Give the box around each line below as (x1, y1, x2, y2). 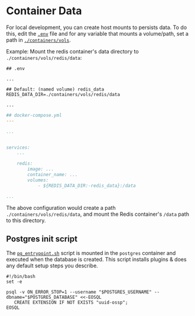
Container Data (6, 4, 82, 18)
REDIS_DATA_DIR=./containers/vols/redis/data (6, 91, 120, 97)
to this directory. (6, 216, 46, 224)
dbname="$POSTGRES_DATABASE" (6, 295, 78, 301)
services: (6, 144, 31, 151)
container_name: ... (27, 172, 78, 178)
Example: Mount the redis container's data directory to (6, 47, 139, 55)
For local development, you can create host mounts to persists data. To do (6, 24, 187, 31)
